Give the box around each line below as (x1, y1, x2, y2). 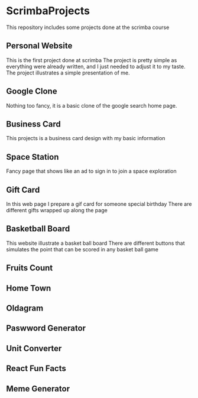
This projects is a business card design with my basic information (6, 135, 165, 142)
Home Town (6, 283, 51, 293)
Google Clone (6, 86, 57, 96)
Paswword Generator (6, 323, 86, 334)
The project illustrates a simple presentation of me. (6, 69, 130, 76)
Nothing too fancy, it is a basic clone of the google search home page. (6, 102, 177, 109)
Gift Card (6, 185, 40, 195)
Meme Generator (6, 383, 70, 394)
